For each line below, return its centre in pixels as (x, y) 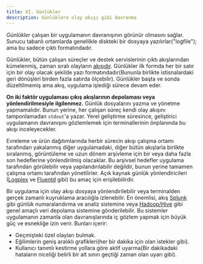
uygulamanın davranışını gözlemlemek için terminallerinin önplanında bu (96, 122)
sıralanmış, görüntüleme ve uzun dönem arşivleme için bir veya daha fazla (99, 153)
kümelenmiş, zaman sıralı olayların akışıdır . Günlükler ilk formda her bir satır (100, 66)
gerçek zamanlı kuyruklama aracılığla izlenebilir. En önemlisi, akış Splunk (97, 197)
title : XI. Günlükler (34, 12)
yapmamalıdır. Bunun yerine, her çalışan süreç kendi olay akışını (86, 110)
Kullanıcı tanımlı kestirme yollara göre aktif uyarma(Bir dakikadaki (96, 248)
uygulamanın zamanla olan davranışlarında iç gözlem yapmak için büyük (96, 217)
